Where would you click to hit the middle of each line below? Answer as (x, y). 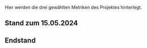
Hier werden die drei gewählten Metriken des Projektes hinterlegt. (73, 7)
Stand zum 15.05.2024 (41, 23)
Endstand (20, 40)
